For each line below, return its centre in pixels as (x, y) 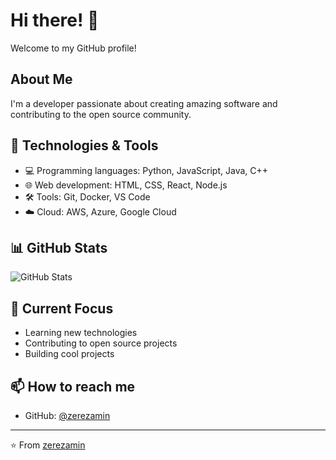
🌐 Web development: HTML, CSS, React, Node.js (126, 185)
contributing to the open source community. (101, 114)
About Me (41, 79)
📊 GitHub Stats (59, 247)
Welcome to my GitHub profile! (73, 48)
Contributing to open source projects (101, 343)
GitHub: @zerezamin (67, 415)
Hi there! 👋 (55, 20)
